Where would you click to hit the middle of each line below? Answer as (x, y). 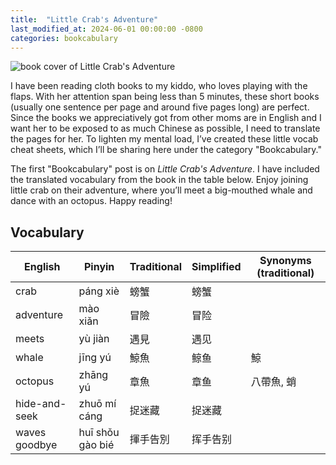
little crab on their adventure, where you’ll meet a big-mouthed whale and (161, 190)
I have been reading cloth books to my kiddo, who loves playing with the (159, 86)
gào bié (96, 445)
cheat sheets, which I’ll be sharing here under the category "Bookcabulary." (166, 150)
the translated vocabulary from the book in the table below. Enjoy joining (159, 180)
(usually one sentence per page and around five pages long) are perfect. (160, 107)
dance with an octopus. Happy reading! (91, 201)
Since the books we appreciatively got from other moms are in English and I (166, 118)
